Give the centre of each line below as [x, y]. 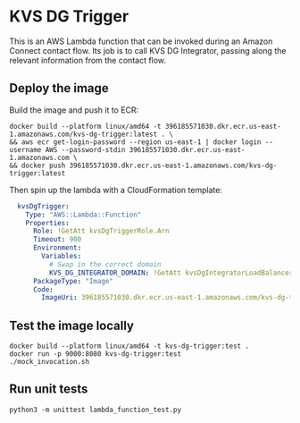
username [25, 149]
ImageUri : [59, 298]
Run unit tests [49, 389]
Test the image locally [71, 325]
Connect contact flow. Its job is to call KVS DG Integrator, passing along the [148, 50]
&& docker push [37, 165]
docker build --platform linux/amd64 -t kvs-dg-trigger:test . [129, 346]
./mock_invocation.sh [50, 362]
